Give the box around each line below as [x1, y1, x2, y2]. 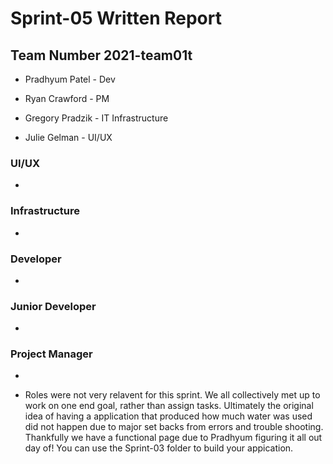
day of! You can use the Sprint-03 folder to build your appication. [24, 442, 294, 454]
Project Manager [10, 347, 93, 361]
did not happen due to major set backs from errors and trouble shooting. [24, 421, 324, 433]
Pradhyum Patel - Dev [24, 73, 116, 85]
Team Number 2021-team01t [10, 47, 193, 64]
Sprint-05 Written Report [10, 7, 222, 30]
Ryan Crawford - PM [24, 93, 110, 104]
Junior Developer [10, 299, 97, 313]
